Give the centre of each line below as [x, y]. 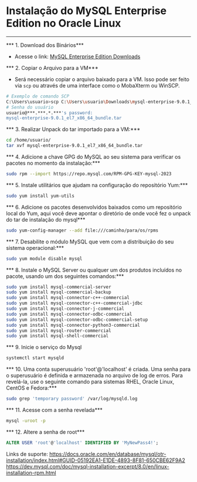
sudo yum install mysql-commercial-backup [59, 292]
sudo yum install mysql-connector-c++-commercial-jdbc [74, 303]
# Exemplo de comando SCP [38, 96]
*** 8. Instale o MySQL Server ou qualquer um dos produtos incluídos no [94, 270]
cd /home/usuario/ [28, 140]
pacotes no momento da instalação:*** [53, 163]
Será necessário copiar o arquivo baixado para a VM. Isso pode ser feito [102, 79]
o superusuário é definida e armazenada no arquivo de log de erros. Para [94, 376]
